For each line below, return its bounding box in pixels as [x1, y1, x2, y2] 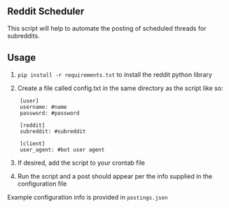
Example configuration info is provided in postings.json [7, 193, 168, 201]
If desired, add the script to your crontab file [17, 158, 146, 167]
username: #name [20, 103, 68, 110]
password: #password [20, 110, 80, 117]
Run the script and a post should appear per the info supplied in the [17, 172, 213, 180]
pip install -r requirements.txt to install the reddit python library [17, 70, 212, 79]
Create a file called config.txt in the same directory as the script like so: [17, 84, 223, 92]
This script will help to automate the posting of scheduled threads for [7, 24, 207, 32]
